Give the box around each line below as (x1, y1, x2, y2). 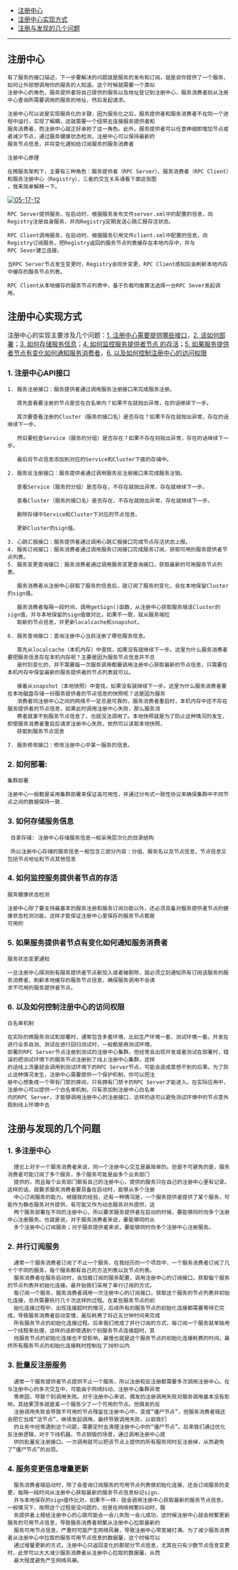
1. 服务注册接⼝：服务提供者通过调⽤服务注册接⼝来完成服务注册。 (7, 385, 176, 392)
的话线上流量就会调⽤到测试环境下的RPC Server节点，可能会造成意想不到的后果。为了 (7, 1064, 224, 1071)
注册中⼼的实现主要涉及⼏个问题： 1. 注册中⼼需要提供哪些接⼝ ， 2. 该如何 (7, 331, 220, 339)
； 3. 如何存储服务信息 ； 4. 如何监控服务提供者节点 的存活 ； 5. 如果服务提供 (13, 339, 229, 348)
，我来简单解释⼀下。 (7, 183, 60, 190)
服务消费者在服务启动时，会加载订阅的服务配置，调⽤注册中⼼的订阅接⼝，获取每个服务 (13, 1275, 230, 1282)
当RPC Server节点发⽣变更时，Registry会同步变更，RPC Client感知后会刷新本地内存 (7, 260, 228, 268)
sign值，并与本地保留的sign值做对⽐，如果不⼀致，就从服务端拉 (7, 611, 170, 618)
